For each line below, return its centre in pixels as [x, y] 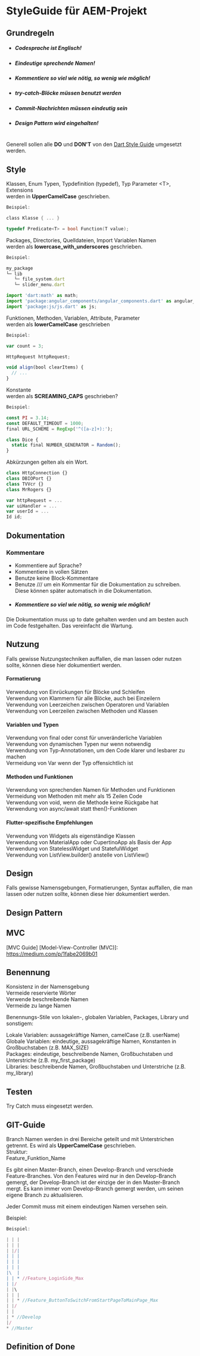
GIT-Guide [26, 1125]
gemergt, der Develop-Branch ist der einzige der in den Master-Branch [93, 1182]
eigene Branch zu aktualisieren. [45, 1195]
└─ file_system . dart [40, 279]
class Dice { [22, 440]
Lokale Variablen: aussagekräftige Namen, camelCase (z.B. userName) [93, 1035]
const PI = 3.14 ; [28, 418]
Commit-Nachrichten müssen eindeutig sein [71, 108]
